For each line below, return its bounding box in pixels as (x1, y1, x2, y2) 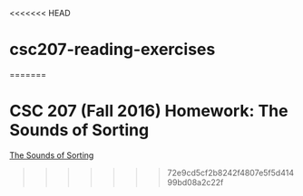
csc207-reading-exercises (9, 40, 216, 60)
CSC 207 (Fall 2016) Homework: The (9, 101, 288, 121)
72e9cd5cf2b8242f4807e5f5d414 (167, 167, 295, 178)
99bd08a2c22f (167, 176, 224, 188)
